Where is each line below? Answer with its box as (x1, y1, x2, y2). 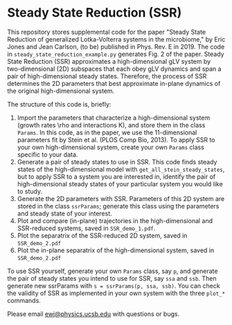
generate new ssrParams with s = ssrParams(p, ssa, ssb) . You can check (7, 281, 220, 290)
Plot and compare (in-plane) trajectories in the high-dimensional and (17, 216, 213, 225)
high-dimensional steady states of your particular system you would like (17, 179, 223, 188)
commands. (7, 296, 42, 304)
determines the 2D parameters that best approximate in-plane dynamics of (7, 79, 221, 87)
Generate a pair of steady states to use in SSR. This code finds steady (17, 157, 217, 166)
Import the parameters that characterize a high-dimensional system (17, 113, 211, 122)
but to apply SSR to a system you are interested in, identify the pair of (17, 172, 216, 181)
